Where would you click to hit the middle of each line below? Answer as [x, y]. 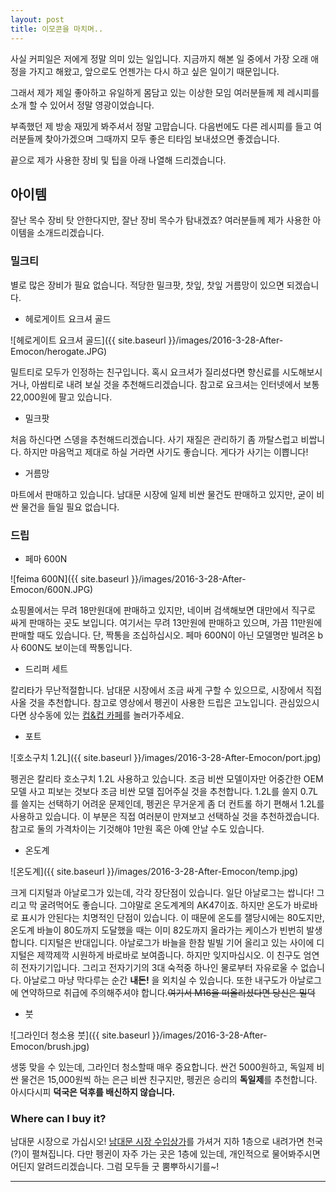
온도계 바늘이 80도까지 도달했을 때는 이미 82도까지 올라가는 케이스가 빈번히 [157, 930]
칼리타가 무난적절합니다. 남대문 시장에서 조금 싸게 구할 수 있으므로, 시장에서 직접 [166, 690]
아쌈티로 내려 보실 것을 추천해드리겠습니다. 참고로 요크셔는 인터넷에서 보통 [175, 384]
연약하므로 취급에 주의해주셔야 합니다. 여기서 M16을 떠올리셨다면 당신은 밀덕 [168, 992]
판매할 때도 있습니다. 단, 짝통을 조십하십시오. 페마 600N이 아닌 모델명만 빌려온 [163, 635]
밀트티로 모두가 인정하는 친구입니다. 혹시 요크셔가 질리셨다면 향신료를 [145, 372]
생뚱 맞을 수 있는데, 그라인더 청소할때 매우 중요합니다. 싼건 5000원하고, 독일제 [162, 1067]
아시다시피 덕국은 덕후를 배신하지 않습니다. [93, 1092]
